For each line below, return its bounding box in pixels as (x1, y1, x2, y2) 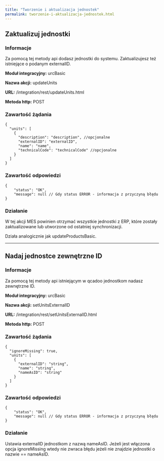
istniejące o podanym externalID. (5, 61, 71, 67)
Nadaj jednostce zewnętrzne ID (5, 252, 102, 260)
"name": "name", (18, 144, 51, 148)
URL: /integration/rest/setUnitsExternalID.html (5, 312, 97, 317)
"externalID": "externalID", (18, 139, 78, 145)
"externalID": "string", (18, 362, 69, 366)
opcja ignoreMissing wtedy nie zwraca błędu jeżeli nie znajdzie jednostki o (5, 446, 155, 452)
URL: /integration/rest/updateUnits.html (5, 89, 84, 96)
